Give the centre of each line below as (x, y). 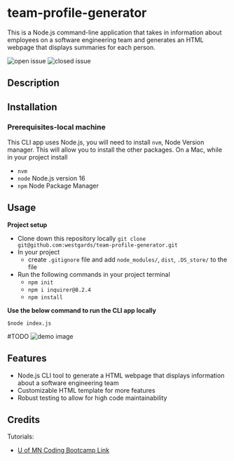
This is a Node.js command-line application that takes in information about (115, 32)
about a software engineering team (68, 383)
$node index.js (29, 323)
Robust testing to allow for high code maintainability (92, 398)
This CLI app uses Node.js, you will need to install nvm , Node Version (106, 143)
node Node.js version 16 (51, 178)
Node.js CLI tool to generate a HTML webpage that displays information (121, 375)
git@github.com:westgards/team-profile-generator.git (97, 245)
